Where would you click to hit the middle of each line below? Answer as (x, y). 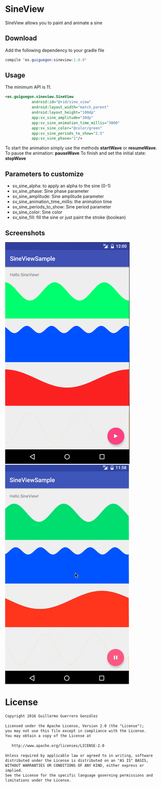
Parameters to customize (44, 174)
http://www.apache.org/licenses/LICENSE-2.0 (58, 746)
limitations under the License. (38, 780)
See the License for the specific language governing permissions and (79, 775)
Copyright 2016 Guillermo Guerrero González (51, 716)
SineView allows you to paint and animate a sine (54, 23)
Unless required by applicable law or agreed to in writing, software (79, 755)
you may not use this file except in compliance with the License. (76, 731)
